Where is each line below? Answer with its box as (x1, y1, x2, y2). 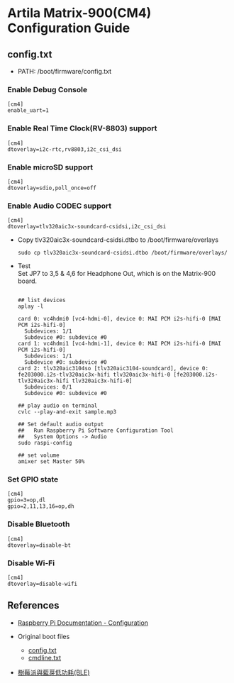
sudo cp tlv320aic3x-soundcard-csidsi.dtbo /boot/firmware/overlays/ (17, 250, 228, 257)
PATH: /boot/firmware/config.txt (17, 67, 112, 75)
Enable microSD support (7, 162, 94, 172)
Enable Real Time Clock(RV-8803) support (7, 123, 157, 133)
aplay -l (17, 303, 44, 310)
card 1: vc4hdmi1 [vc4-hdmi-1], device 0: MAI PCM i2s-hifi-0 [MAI (17, 340, 221, 348)
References (7, 599, 60, 611)
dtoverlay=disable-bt (7, 541, 72, 549)
